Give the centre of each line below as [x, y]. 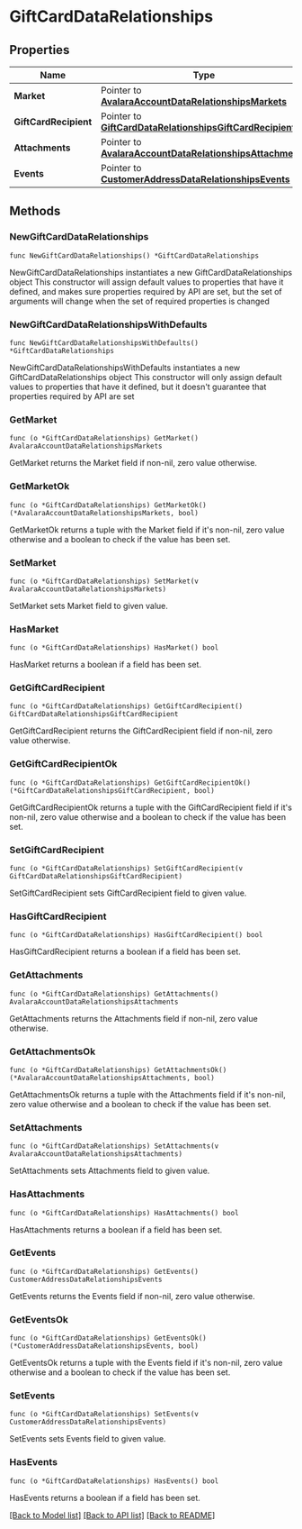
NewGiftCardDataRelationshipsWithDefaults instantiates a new [125, 368]
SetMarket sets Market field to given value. [89, 605]
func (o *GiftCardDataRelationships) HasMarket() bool [114, 648]
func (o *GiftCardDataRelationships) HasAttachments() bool [124, 1213]
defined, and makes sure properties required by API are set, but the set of [146, 291]
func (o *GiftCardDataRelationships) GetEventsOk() [108, 1338]
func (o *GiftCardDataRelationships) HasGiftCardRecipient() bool [136, 935]
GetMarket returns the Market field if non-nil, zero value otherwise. [133, 463]
